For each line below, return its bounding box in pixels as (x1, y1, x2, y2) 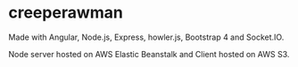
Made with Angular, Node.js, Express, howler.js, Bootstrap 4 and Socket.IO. (8, 32, 285, 42)
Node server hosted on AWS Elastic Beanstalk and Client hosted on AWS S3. (8, 48, 290, 59)
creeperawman (8, 3, 124, 23)
